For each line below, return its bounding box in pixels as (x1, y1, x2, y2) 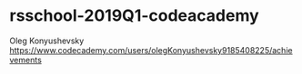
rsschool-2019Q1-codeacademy (9, 5, 259, 26)
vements (9, 54, 43, 65)
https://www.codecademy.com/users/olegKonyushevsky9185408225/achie (9, 44, 293, 55)
